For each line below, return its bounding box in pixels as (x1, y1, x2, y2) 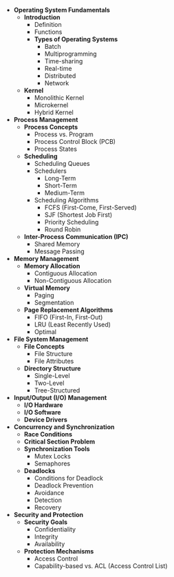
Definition (34, 21, 62, 28)
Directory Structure (23, 364, 81, 373)
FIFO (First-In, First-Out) (34, 313, 103, 321)
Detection (34, 496, 62, 504)
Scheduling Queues (34, 160, 91, 167)
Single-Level (34, 372, 70, 379)
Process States (34, 145, 78, 153)
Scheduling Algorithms (34, 196, 99, 204)
